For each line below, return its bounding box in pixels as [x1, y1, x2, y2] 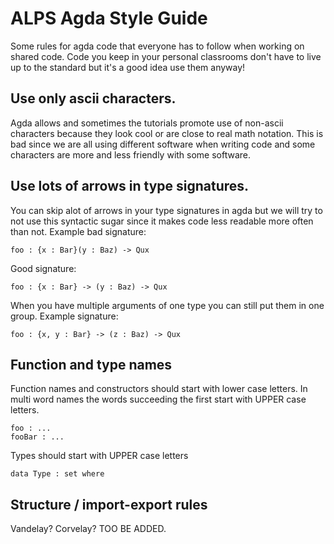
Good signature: [10, 262, 77, 274]
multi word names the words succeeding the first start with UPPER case [10, 393, 307, 406]
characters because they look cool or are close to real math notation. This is [10, 127, 324, 139]
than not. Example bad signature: [10, 225, 147, 237]
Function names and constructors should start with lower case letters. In [10, 383, 308, 395]
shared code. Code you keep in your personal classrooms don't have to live [10, 50, 322, 62]
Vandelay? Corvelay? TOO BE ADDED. [10, 523, 167, 535]
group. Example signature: [10, 310, 119, 322]
